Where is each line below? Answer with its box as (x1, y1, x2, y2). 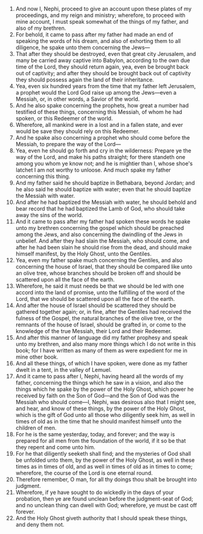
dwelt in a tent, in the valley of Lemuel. (15, 367, 112, 373)
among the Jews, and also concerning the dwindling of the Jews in (15, 231, 183, 238)
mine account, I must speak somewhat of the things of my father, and (15, 18, 189, 25)
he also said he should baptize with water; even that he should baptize (15, 186, 192, 193)
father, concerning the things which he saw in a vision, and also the (15, 379, 184, 386)
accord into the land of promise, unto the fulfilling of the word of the (15, 289, 185, 296)
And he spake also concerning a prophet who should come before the (15, 134, 190, 141)
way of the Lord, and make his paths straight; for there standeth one (15, 154, 186, 160)
